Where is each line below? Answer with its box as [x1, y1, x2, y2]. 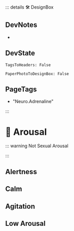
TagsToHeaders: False [5, 62, 51, 68]
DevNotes [5, 21, 38, 29]
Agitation [5, 202, 35, 211]
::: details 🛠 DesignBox [5, 4, 54, 10]
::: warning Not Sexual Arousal [5, 143, 68, 149]
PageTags [5, 85, 37, 94]
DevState [5, 49, 35, 57]
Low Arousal [5, 219, 46, 227]
